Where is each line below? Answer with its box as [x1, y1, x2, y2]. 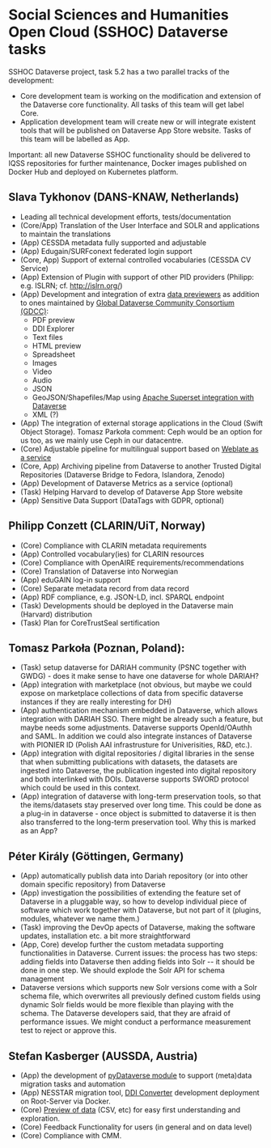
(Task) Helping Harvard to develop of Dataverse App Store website [19, 487, 243, 497]
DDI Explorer [32, 324, 75, 333]
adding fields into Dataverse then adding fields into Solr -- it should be [19, 957, 255, 967]
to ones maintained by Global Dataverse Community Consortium [19, 298, 235, 307]
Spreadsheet [32, 349, 75, 359]
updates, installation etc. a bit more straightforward [19, 931, 191, 941]
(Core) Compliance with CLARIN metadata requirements [19, 540, 207, 550]
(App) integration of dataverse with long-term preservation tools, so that [19, 791, 261, 802]
